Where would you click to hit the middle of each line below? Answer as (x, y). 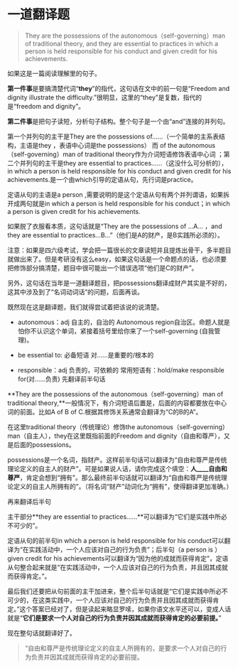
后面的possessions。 (44, 444)
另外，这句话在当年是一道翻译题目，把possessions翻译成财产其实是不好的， (119, 283)
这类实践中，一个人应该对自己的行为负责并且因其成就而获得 (125, 600)
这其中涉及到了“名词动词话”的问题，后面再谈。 (76, 291)
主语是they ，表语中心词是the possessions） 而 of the (98, 145)
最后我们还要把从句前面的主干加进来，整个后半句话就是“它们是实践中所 (112, 591)
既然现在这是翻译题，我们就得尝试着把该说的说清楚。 (85, 307)
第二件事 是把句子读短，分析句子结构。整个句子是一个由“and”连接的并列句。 (118, 121)
